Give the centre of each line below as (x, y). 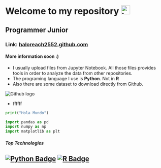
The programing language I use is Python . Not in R (66, 78)
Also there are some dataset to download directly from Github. (78, 84)
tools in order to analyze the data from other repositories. (72, 73)
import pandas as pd (27, 122)
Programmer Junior (37, 30)
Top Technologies (25, 143)
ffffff (17, 104)
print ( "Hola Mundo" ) (27, 113)
